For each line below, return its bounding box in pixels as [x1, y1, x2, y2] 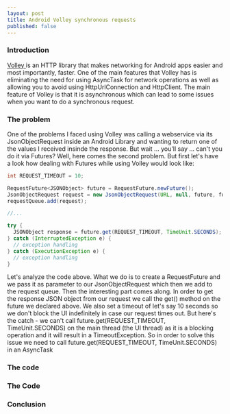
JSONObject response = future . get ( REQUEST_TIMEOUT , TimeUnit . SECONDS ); [13, 229, 222, 236]
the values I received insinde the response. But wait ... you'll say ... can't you [7, 145, 222, 153]
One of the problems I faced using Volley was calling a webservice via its [7, 130, 214, 138]
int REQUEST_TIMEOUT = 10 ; [7, 172, 84, 179]
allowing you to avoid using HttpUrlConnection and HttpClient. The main [7, 83, 211, 91]
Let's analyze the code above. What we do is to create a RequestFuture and [7, 273, 220, 281]
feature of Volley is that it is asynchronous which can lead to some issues [7, 90, 214, 98]
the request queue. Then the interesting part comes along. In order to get [7, 287, 214, 295]
